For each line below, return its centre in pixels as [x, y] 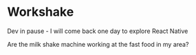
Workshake [41, 12]
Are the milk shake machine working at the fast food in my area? [98, 44]
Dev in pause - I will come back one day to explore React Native [98, 31]
